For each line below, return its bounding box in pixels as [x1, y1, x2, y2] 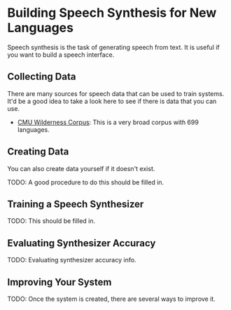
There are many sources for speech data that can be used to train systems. [7, 89, 225, 97]
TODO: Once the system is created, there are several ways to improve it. [7, 295, 216, 303]
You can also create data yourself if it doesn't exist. [7, 164, 155, 173]
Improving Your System [7, 276, 112, 288]
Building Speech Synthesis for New [7, 5, 217, 21]
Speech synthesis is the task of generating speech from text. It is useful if [7, 43, 220, 51]
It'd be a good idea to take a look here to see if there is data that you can [7, 97, 217, 105]
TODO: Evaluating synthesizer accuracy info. [7, 256, 136, 264]
